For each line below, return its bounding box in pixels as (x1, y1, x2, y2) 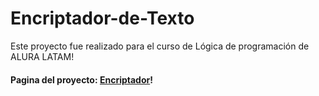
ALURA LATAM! (10, 50, 75, 62)
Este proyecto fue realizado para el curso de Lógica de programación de (10, 40, 310, 52)
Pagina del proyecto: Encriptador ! (10, 73, 153, 86)
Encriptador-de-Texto (10, 7, 195, 30)
